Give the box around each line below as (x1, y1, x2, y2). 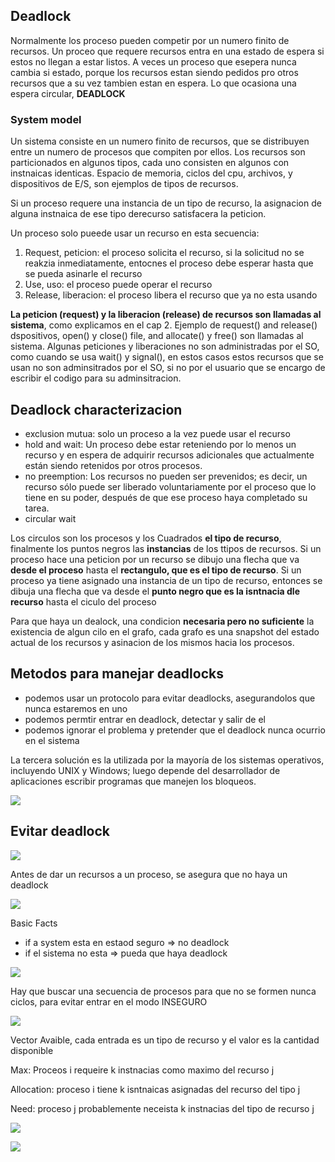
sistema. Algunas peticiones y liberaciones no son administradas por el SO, (10, 340, 320, 353)
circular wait (24, 512, 77, 524)
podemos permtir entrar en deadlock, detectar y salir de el (24, 713, 266, 725)
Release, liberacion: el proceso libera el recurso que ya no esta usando (24, 289, 318, 301)
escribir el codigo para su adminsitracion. (10, 372, 182, 384)
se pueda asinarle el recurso (24, 268, 143, 280)
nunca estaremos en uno (24, 702, 128, 714)
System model (10, 112, 82, 126)
